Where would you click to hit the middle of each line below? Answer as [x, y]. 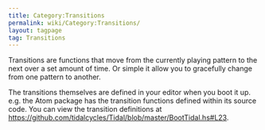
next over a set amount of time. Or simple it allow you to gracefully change [131, 69]
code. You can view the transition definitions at [85, 109]
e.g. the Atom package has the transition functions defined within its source [132, 101]
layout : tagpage [35, 30]
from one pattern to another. [55, 77]
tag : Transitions [37, 38]
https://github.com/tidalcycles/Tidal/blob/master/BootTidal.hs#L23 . [119, 118]
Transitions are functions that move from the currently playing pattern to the [133, 60]
